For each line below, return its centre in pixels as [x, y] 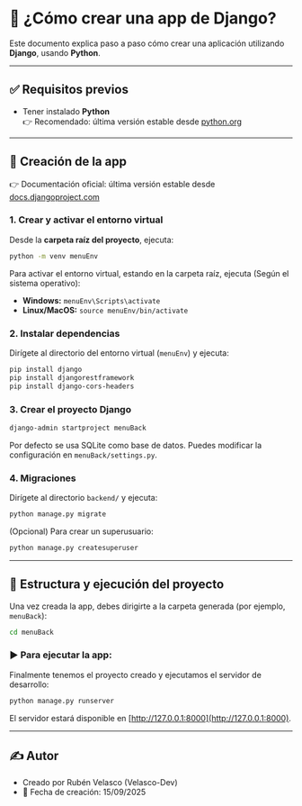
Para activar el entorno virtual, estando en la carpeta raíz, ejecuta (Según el [149, 273]
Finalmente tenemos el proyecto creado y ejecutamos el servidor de [136, 675]
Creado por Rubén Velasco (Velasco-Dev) [100, 782]
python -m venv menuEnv [54, 256]
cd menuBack [31, 632]
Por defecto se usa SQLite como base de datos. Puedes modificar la [136, 445]
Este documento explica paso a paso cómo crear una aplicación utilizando [147, 43]
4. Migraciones [43, 478]
